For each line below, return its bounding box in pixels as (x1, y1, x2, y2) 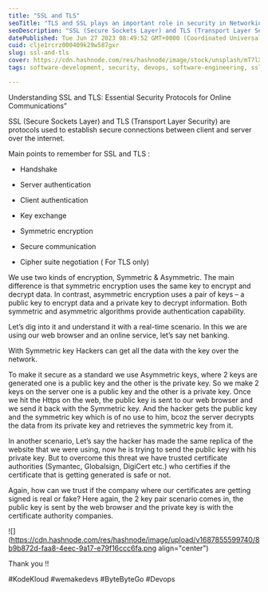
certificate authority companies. (8, 511, 114, 520)
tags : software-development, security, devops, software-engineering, (8, 64, 248, 72)
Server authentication (19, 180, 92, 189)
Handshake (19, 164, 57, 174)
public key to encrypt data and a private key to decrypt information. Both (8, 298, 247, 307)
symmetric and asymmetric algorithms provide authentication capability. (8, 306, 246, 316)
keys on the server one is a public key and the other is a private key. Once (8, 386, 251, 396)
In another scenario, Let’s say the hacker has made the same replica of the (8, 436, 254, 445)
